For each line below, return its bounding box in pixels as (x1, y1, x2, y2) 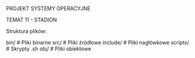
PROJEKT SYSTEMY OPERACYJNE (6, 5, 90, 12)
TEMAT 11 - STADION (6, 16, 57, 23)
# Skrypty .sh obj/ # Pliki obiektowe (6, 45, 92, 52)
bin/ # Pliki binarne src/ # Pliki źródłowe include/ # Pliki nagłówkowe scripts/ (6, 39, 189, 46)
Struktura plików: (6, 28, 47, 35)
